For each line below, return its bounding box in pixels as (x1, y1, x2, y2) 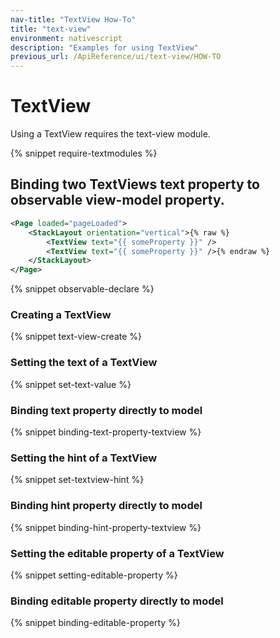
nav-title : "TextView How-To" (10, 14, 137, 25)
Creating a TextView (10, 308, 112, 322)
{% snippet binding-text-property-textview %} (10, 426, 202, 438)
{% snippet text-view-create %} (10, 331, 142, 343)
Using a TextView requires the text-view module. (10, 128, 211, 140)
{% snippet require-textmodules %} (10, 147, 158, 160)
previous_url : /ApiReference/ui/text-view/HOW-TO (10, 52, 222, 62)
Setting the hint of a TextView (10, 451, 158, 465)
